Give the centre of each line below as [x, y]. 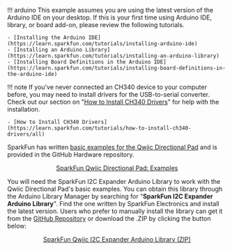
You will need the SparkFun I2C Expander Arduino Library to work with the [114, 181]
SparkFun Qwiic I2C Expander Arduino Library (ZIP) [117, 239]
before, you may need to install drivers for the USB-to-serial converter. [109, 94]
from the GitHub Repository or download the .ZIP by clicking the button [109, 218]
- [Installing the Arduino [46, 38]
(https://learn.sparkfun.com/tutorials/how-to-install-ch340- [99, 128]
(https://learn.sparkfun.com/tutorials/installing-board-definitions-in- [117, 68]
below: [17, 226]
